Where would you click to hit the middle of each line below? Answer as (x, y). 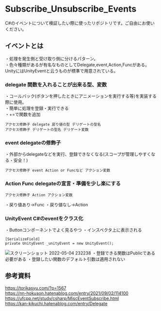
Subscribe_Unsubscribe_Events (71, 9)
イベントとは (24, 46)
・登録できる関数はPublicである (124, 253)
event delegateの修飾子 (33, 143)
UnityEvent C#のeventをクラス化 (44, 219)
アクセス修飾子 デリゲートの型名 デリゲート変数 (47, 130)
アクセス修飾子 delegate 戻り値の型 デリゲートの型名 (53, 125)
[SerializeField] (23, 239)
